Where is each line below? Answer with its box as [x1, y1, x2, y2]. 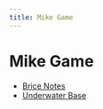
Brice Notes [21, 81, 66, 91]
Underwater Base [21, 90, 87, 100]
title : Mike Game [9, 12, 74, 22]
